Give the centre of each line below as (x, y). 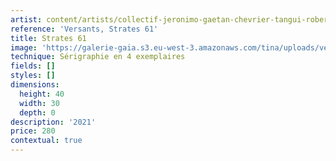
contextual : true (46, 141)
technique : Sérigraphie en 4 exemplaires (98, 57)
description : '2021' (53, 122)
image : (24, 47)
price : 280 (33, 131)
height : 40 (42, 94)
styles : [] (33, 76)
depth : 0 (37, 112)
